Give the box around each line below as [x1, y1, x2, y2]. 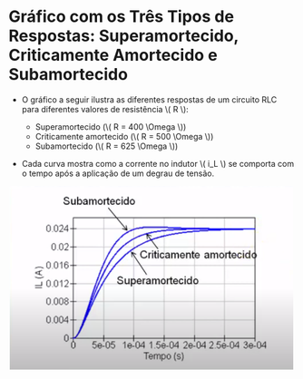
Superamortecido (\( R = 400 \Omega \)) [34, 121, 187, 132]
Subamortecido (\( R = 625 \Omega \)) [34, 141, 179, 151]
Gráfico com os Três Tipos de [8, 6, 235, 27]
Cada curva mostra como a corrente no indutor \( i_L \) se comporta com [21, 158, 295, 169]
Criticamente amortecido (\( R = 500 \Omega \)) [34, 131, 214, 141]
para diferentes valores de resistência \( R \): [21, 103, 190, 114]
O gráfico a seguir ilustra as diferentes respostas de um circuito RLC [21, 93, 278, 105]
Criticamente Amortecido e [8, 45, 219, 65]
